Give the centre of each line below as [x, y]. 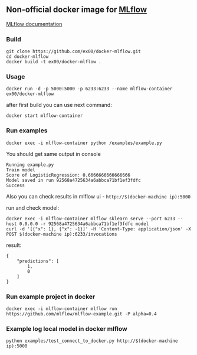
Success [16, 185]
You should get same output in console [54, 154]
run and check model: [33, 208]
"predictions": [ [38, 261]
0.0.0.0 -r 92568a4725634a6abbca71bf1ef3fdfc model [84, 224]
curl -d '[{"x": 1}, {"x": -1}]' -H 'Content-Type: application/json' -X [99, 229]
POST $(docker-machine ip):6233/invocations [62, 234]
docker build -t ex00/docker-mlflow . [54, 62]
